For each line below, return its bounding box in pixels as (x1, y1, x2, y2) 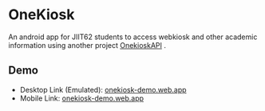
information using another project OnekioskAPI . (8, 40, 166, 50)
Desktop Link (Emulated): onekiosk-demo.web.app (19, 85, 187, 94)
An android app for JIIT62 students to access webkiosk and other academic (8, 32, 258, 42)
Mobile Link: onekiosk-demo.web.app (19, 93, 144, 103)
